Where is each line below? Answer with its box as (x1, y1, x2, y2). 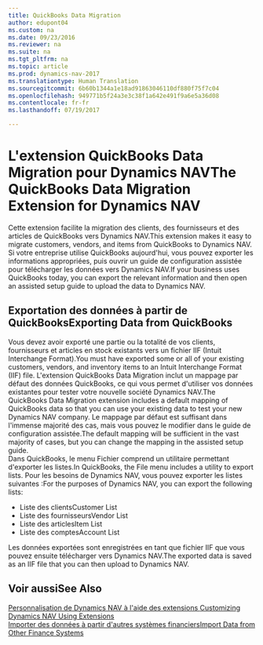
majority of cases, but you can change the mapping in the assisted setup (8, 437, 244, 446)
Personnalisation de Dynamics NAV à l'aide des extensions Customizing (8, 603, 241, 612)
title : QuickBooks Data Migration (8, 11, 122, 20)
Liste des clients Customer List (19, 502, 118, 512)
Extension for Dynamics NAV (8, 197, 201, 215)
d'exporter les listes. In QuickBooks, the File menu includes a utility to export (8, 462, 254, 472)
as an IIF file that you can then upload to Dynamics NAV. (8, 559, 190, 569)
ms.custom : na (8, 26, 55, 34)
